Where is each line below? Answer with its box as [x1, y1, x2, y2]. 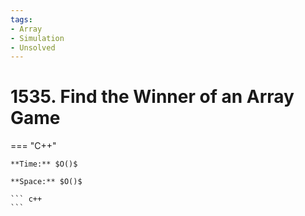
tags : [10, 14, 33, 25]
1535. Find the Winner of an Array [10, 86, 295, 108]
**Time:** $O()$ [10, 159, 78, 170]
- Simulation [10, 33, 65, 43]
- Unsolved [10, 42, 56, 53]
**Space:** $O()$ [10, 177, 83, 187]
